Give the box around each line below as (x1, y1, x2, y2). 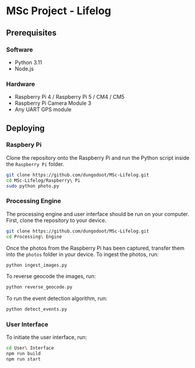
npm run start (6, 356, 41, 362)
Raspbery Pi (6, 141, 42, 149)
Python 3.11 (14, 59, 43, 66)
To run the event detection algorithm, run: (6, 295, 108, 302)
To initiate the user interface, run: (6, 334, 87, 341)
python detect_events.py (6, 306, 67, 312)
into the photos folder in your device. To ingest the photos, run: (6, 250, 159, 258)
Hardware (6, 80, 35, 88)
